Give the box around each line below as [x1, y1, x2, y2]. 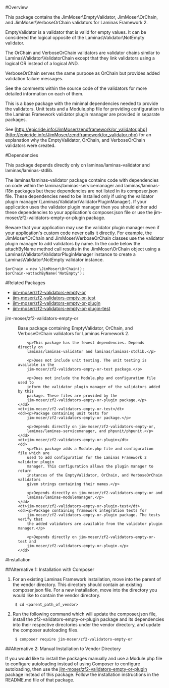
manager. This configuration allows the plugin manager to [27, 464, 154, 469]
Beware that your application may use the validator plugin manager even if [5, 225, 160, 230]
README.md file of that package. [5, 677, 75, 683]
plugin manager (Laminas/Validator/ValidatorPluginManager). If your [5, 199, 147, 204]
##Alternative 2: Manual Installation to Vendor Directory [5, 646, 121, 652]
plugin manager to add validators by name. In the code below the [5, 241, 140, 246]
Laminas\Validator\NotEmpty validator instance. [5, 257, 104, 262]
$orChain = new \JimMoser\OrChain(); [5, 267, 85, 272]
